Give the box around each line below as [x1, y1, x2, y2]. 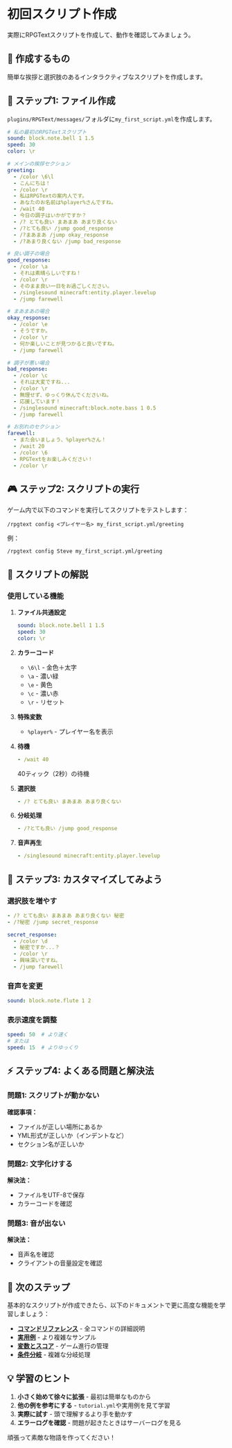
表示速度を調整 [7, 1015, 57, 1025]
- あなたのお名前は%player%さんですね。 [13, 199, 116, 206]
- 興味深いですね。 [13, 957, 61, 964]
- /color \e [13, 321, 48, 328]
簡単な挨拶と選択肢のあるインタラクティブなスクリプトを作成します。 [7, 72, 206, 81]
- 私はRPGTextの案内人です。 [13, 192, 88, 200]
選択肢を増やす [7, 896, 57, 906]
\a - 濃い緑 [27, 671, 59, 680]
